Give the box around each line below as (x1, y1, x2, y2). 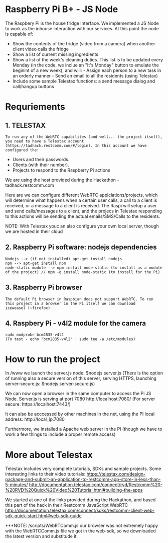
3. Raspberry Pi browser (5, 283, 83, 292)
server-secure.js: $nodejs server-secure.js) (5, 381, 95, 387)
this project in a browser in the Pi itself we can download (5, 301, 136, 306)
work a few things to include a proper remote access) (5, 431, 116, 437)
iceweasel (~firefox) (5, 305, 51, 311)
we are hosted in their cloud (5, 228, 63, 235)
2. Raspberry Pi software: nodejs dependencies (5, 243, 157, 252)
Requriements (5, 101, 65, 113)
